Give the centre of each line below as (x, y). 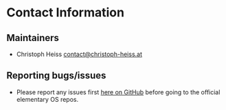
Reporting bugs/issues (56, 75)
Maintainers (33, 38)
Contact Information (66, 13)
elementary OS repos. (47, 99)
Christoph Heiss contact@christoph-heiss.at (79, 54)
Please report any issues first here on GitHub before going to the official (118, 92)
